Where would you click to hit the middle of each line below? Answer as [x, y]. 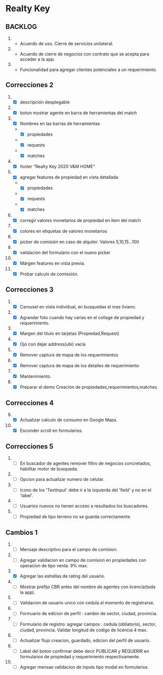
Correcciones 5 [30, 446]
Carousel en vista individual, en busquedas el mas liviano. [78, 306]
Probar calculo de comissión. [49, 274]
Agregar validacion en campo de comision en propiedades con [83, 560]
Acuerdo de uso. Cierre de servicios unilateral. [67, 44]
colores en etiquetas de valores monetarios [63, 231]
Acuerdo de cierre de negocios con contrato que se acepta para [84, 54]
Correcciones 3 [30, 290]
